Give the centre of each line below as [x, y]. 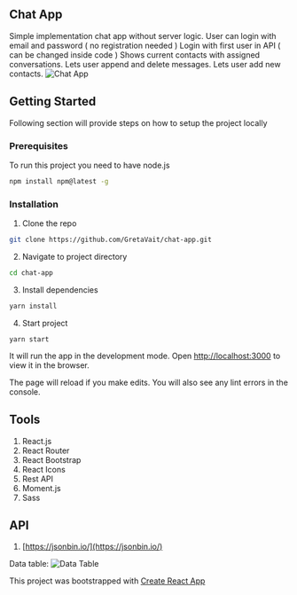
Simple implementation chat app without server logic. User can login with [143, 35]
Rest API [38, 479]
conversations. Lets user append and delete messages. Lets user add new [145, 64]
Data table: [29, 564]
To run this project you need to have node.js [90, 165]
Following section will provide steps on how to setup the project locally [138, 122]
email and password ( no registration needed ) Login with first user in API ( [145, 45]
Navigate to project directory [74, 256]
